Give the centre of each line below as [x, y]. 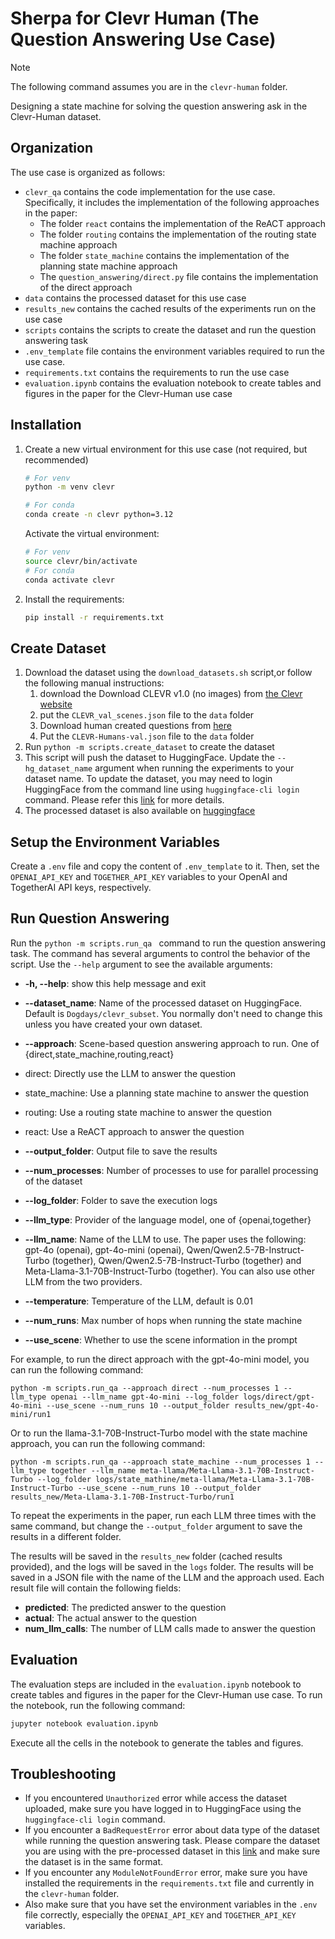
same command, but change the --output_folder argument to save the [156, 1526]
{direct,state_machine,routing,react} [99, 1054]
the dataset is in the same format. [94, 1862]
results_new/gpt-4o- [276, 1405]
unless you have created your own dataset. [113, 1024]
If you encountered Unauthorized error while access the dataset [156, 1798]
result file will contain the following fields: [96, 1588]
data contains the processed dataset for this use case [135, 298]
